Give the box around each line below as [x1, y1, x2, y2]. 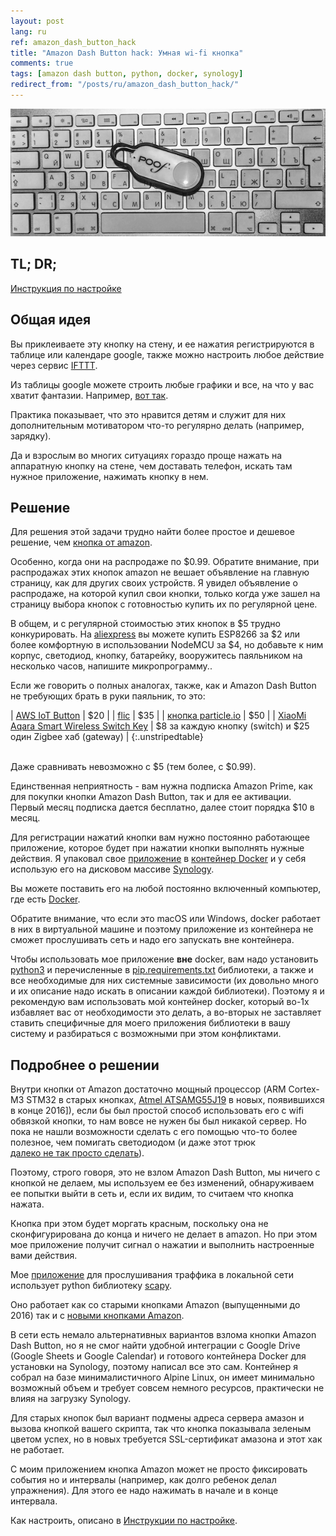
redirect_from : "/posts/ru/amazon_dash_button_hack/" [10, 80, 240, 90]
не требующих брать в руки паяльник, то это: [10, 690, 206, 702]
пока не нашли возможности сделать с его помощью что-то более [10, 1126, 298, 1138]
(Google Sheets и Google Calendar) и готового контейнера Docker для [10, 1350, 307, 1362]
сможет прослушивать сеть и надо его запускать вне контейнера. [10, 934, 295, 946]
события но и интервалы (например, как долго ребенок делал [10, 1474, 277, 1486]
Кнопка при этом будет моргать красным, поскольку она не [10, 1218, 269, 1230]
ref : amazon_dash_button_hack [10, 37, 137, 47]
